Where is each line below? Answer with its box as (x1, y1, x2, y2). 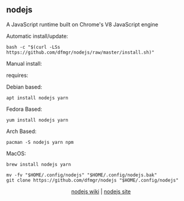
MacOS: (6, 150, 26, 157)
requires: (6, 72, 29, 79)
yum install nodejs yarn (6, 117, 69, 123)
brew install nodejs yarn (6, 161, 71, 167)
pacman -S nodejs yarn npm (6, 139, 74, 145)
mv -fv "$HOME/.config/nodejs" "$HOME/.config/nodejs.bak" (6, 172, 158, 178)
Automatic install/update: (6, 32, 69, 40)
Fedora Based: (6, 105, 43, 113)
